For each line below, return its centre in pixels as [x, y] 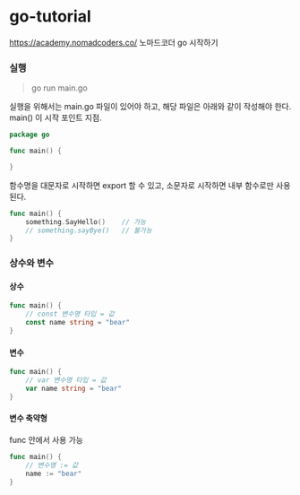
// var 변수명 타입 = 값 [66, 380]
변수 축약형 [28, 418]
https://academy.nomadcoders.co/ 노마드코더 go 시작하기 [114, 42]
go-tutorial [50, 17]
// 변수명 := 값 [52, 465]
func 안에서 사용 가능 [46, 439]
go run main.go [59, 88]
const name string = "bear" [77, 323]
